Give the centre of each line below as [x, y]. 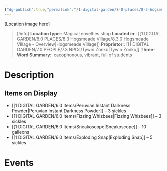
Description [29, 75]
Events [19, 162]
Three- [148, 49]
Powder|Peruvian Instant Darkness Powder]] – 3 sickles [69, 111]
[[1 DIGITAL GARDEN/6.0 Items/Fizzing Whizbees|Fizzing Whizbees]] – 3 [86, 116]
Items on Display [31, 93]
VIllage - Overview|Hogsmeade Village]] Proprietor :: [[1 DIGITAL [83, 44]
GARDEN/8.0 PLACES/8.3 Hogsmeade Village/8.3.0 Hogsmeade [83, 39]
